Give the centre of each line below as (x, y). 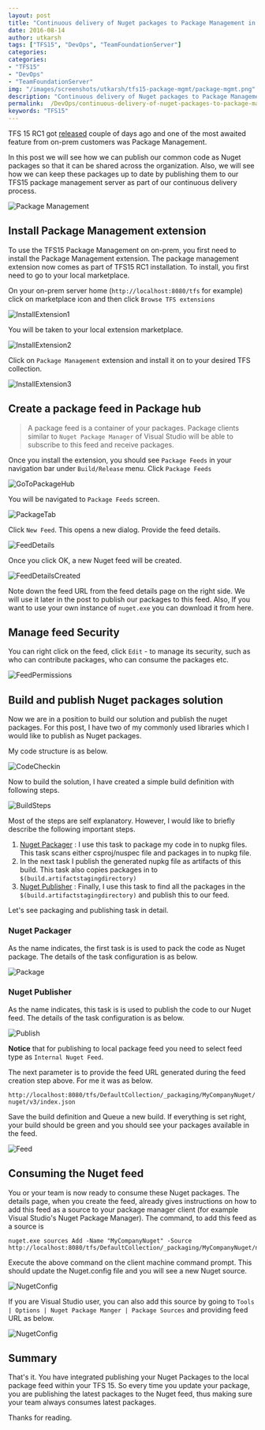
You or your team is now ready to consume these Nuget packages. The (124, 1192)
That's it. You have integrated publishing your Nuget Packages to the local (129, 1377)
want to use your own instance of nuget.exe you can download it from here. (131, 607)
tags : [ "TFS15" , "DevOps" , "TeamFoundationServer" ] (95, 45)
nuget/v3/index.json (42, 1102)
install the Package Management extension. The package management (123, 258)
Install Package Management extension (107, 231)
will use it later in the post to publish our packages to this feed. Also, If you (129, 599)
